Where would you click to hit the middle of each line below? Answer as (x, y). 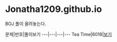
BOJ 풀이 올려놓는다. (26, 23)
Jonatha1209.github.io (53, 9)
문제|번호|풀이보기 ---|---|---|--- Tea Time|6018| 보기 (59, 34)
